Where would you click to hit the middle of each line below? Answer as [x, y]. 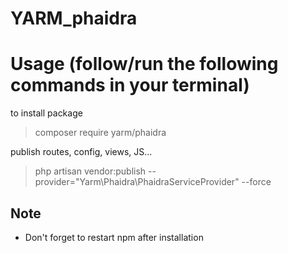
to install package [46, 113]
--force [256, 182]
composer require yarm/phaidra [100, 133]
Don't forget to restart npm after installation [114, 237]
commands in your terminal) [130, 85]
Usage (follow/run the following [144, 64]
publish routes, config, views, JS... [81, 152]
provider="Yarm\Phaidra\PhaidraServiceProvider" [137, 182]
